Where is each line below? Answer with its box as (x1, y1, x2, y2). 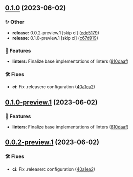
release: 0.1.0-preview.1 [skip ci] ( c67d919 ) (12, 35, 99, 41)
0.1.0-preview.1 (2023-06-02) (5, 98, 98, 106)
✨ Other (5, 19, 24, 25)
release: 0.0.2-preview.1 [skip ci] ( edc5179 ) (12, 29, 99, 36)
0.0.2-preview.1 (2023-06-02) (5, 138, 99, 147)
